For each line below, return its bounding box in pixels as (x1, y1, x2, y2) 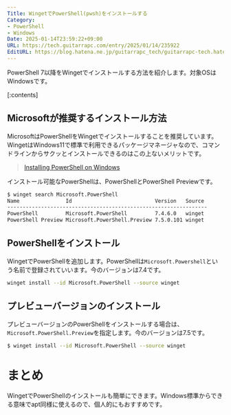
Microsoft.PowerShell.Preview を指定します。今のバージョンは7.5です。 (7, 328, 208, 336)
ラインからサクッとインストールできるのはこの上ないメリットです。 (12, 149, 206, 157)
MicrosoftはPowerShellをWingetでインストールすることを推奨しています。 (7, 132, 218, 140)
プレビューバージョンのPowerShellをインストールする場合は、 (7, 320, 184, 328)
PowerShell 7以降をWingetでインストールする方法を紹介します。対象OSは (7, 68, 217, 77)
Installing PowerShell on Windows (23, 163, 120, 171)
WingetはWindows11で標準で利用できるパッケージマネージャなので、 (7, 141, 203, 149)
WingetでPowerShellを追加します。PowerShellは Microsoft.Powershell (7, 256, 206, 265)
